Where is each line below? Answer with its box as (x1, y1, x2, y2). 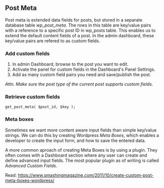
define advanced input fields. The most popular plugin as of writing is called (5, 157, 159, 163)
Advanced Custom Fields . (5, 162, 57, 168)
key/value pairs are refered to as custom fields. (5, 38, 100, 44)
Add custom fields (5, 50, 50, 57)
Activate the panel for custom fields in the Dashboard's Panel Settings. (12, 66, 156, 73)
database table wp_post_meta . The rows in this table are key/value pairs (5, 22, 151, 28)
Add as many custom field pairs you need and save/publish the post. (12, 72, 151, 78)
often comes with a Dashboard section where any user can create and (5, 152, 147, 158)
